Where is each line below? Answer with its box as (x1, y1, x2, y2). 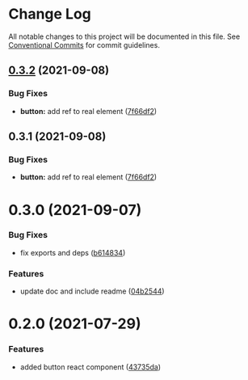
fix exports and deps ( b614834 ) (19, 247, 126, 257)
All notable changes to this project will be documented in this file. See (8, 32, 241, 41)
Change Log (8, 5, 91, 23)
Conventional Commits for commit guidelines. (8, 40, 160, 49)
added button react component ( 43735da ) (19, 361, 162, 372)
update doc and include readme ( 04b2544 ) (19, 286, 165, 296)
